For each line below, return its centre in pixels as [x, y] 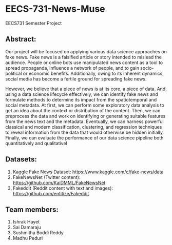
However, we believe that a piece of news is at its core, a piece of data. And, [86, 89]
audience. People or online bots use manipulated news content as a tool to [84, 63]
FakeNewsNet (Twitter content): [46, 177]
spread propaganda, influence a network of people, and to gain [72, 68]
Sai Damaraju [27, 227]
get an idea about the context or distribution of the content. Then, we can [83, 110]
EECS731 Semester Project [34, 23]
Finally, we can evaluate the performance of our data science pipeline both [84, 138]
